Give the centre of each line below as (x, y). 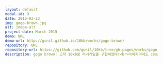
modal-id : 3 (17, 14)
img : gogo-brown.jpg (26, 23)
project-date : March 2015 (31, 32)
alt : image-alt (20, 27)
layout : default (21, 9)
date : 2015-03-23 (23, 18)
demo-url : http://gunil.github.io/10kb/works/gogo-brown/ (65, 41)
